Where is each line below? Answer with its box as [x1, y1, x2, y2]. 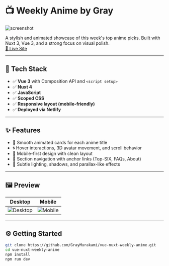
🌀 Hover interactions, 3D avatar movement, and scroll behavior [12, 145, 142, 151]
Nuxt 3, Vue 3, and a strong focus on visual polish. [5, 40, 110, 46]
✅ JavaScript [12, 90, 41, 96]
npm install [5, 252, 30, 257]
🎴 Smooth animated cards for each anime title [12, 139, 108, 145]
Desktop [10, 198, 31, 205]
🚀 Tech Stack [5, 65, 47, 73]
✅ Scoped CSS [12, 95, 44, 101]
